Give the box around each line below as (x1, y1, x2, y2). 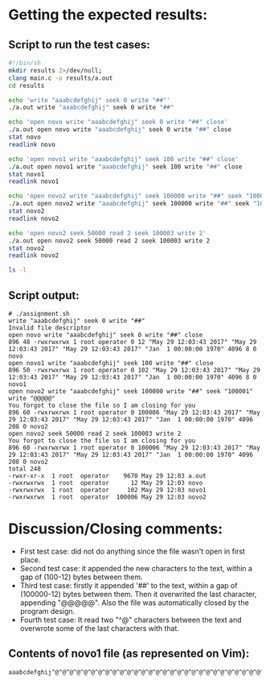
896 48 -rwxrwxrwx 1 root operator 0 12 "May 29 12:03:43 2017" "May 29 (8, 338, 257, 346)
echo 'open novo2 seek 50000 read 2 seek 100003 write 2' (8, 229, 207, 237)
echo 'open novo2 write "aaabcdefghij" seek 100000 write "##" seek (8, 192, 243, 201)
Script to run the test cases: (8, 38, 150, 52)
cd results (8, 81, 45, 89)
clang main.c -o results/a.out (8, 74, 113, 82)
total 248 (8, 465, 42, 473)
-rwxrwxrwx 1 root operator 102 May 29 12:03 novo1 (8, 486, 207, 494)
